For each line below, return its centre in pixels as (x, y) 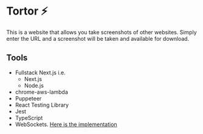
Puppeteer (28, 98)
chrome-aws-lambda (42, 92)
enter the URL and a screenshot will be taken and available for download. (98, 38)
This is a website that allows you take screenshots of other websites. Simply (102, 32)
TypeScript (29, 118)
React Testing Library (42, 105)
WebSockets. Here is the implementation (66, 124)
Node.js (34, 85)
